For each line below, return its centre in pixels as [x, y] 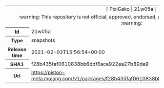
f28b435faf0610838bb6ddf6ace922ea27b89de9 [90, 64]
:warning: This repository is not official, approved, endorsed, [88, 17]
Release [17, 49]
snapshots [43, 40]
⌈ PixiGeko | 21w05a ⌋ [132, 9]
